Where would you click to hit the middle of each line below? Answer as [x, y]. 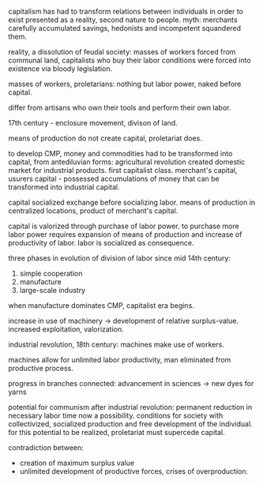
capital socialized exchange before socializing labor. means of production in [132, 202]
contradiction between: [46, 448]
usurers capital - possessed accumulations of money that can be [114, 178]
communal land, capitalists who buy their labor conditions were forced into [130, 60]
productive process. [41, 368]
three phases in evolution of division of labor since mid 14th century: [120, 258]
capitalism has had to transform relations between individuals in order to [126, 11]
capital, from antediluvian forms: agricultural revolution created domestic [127, 162]
